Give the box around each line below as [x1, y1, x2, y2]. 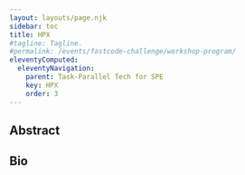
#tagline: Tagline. [9, 38, 83, 48]
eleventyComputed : [9, 55, 79, 64]
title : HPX [9, 30, 51, 39]
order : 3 [25, 89, 59, 98]
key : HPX [25, 81, 59, 90]
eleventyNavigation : [17, 64, 95, 73]
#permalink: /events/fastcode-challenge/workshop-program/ [9, 47, 237, 56]
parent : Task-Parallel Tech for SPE [25, 73, 165, 82]
